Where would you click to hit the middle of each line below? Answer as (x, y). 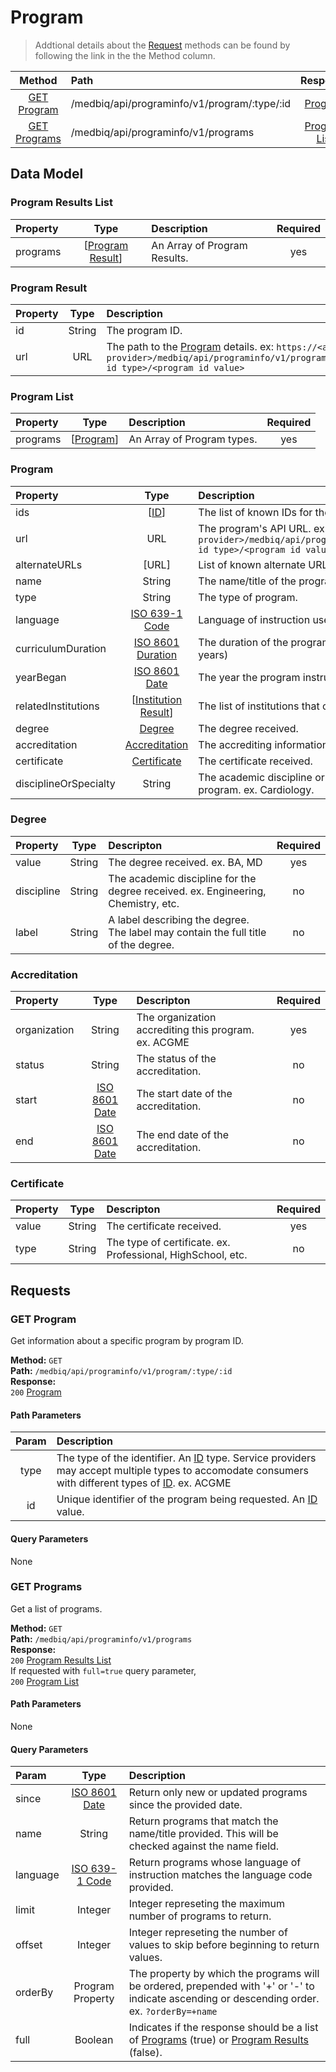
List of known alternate (252, 564)
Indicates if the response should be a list (223, 2028)
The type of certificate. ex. (168, 1243)
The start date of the (184, 1094)
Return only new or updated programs (218, 1793)
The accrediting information (263, 744)
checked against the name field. (204, 1846)
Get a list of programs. (56, 1608)
